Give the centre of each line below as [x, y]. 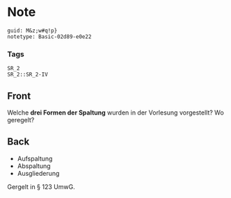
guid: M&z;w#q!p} [32, 31]
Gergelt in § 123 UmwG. [41, 187]
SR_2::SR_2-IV [28, 75]
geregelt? [21, 120]
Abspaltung [34, 166]
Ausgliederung [38, 173]
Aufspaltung [35, 158]
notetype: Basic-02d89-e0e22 [49, 36]
